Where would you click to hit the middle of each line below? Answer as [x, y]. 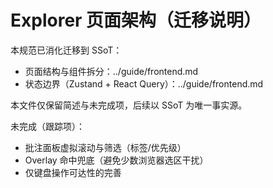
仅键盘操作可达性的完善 [73, 172]
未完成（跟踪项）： [47, 126]
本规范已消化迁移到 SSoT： [66, 50]
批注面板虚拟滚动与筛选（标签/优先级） [105, 147]
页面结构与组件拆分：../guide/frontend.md [111, 71]
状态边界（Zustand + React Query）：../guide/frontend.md [144, 83]
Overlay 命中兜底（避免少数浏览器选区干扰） [116, 160]
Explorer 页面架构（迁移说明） [136, 20]
